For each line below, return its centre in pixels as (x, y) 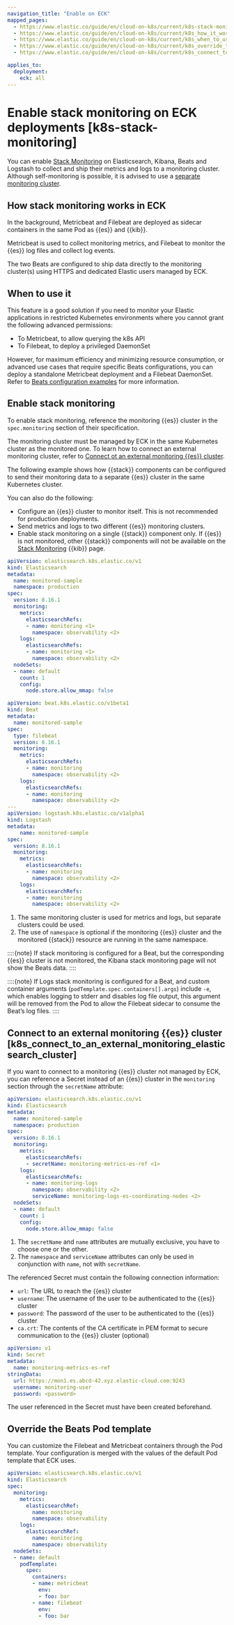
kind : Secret (26, 1355)
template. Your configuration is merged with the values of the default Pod (112, 1453)
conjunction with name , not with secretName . (79, 1264)
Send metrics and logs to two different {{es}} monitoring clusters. (111, 526)
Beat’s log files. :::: (33, 1011)
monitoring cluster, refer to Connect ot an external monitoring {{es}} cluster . (116, 456)
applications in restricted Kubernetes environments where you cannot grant (116, 318)
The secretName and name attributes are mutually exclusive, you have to (118, 1242)
